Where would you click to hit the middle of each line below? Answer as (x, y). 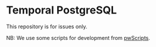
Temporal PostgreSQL (62, 10)
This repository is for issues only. (47, 26)
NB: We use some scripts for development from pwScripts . (78, 38)
